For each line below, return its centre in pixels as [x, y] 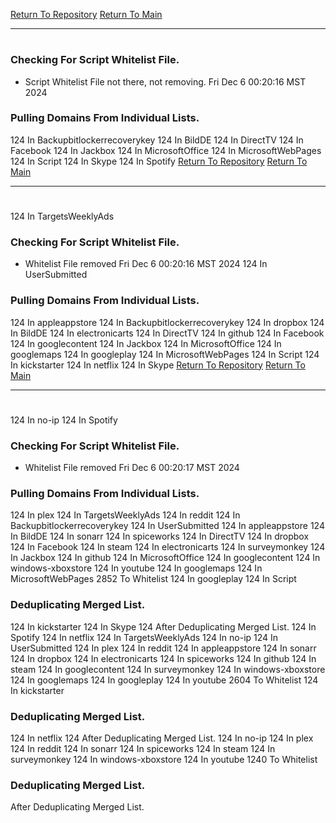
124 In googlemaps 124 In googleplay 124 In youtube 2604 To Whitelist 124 [164, 680]
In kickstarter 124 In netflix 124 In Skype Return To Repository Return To [158, 365]
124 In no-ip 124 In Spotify [64, 420]
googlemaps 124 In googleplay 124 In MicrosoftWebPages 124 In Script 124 [165, 354]
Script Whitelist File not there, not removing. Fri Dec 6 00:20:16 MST [165, 81]
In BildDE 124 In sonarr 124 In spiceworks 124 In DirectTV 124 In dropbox [160, 536]
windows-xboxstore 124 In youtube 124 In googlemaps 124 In [136, 568]
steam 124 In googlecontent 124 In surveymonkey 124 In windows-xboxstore [168, 669]
